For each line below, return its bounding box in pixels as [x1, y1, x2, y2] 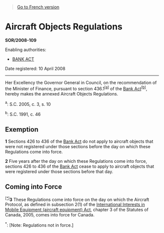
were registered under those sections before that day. [5, 168, 113, 175]
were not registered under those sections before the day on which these [5, 143, 150, 149]
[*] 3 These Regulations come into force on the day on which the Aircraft [5, 195, 149, 202]
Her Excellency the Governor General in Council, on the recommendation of [5, 79, 157, 85]
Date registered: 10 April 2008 [5, 65, 66, 71]
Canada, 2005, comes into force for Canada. [5, 212, 95, 218]
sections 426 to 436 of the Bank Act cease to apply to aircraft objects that [5, 163, 155, 169]
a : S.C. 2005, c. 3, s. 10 [5, 100, 51, 107]
